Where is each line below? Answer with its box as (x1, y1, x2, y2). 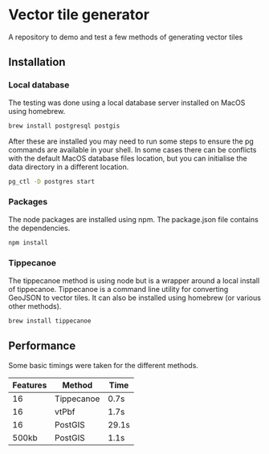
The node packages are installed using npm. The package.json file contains (8, 214, 259, 224)
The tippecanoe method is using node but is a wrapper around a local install (8, 275, 260, 286)
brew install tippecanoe (8, 317, 92, 325)
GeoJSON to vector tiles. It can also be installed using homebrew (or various (8, 293, 261, 302)
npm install (8, 238, 48, 246)
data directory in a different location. (8, 162, 129, 172)
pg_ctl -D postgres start (8, 177, 95, 185)
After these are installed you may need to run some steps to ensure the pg (8, 136, 255, 146)
